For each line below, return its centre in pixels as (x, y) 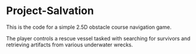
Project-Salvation (50, 11)
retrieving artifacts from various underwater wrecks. (70, 45)
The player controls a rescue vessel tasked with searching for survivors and (98, 38)
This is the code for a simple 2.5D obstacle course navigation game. (89, 27)
